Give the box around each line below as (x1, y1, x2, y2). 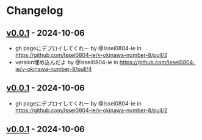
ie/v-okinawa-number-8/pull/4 (15, 65, 92, 73)
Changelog (6, 4, 63, 18)
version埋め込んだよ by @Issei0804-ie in (15, 59, 118, 65)
